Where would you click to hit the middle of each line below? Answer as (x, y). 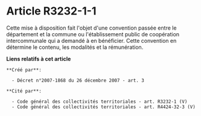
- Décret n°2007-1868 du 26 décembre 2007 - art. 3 (78, 80)
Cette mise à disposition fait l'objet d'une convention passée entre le (91, 28)
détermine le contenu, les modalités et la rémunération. (75, 47)
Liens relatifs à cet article (39, 59)
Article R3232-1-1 (51, 11)
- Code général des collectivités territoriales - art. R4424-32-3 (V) (104, 107)
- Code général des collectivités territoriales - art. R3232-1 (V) (100, 101)
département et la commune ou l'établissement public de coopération (93, 34)
